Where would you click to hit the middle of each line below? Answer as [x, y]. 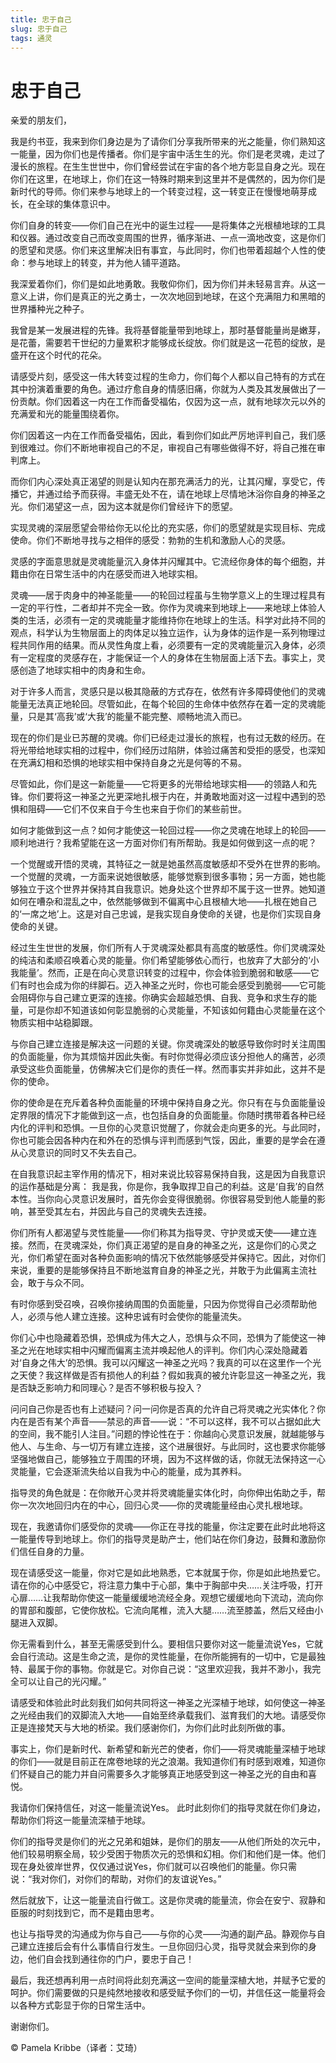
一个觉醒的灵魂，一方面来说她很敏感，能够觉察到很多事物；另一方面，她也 [163, 877]
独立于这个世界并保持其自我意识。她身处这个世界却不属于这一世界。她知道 [172, 889]
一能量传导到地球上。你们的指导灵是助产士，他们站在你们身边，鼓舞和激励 [163, 1539]
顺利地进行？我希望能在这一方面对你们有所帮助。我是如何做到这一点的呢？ [163, 843]
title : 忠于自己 [41, 19]
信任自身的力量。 [54, 1552]
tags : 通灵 [31, 38]
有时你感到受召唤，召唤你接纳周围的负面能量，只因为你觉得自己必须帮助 [159, 1304]
